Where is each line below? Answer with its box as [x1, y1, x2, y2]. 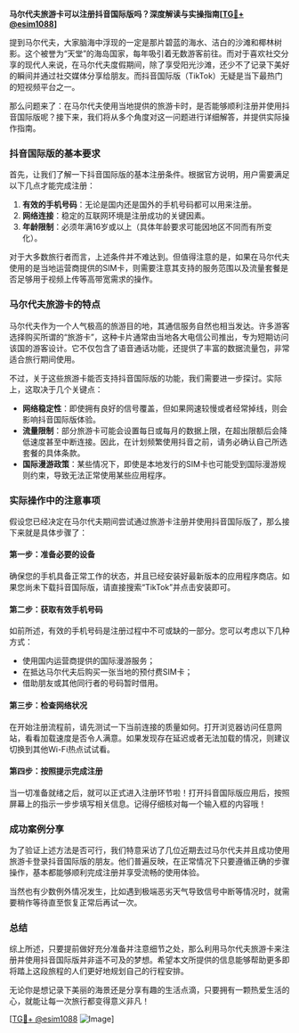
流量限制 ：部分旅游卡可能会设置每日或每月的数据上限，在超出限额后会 [21, 425, 280, 436]
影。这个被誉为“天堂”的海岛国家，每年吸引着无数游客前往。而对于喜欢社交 [9, 48, 282, 59]
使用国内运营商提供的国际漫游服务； [21, 655, 156, 667]
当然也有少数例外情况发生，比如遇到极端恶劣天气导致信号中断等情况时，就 [9, 886, 282, 897]
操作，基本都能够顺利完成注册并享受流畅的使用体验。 [9, 867, 205, 877]
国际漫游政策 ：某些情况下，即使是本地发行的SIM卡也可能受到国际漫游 [21, 458, 279, 469]
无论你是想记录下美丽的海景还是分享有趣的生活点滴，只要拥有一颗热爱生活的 [9, 985, 290, 996]
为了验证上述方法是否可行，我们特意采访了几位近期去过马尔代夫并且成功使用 [9, 845, 290, 855]
